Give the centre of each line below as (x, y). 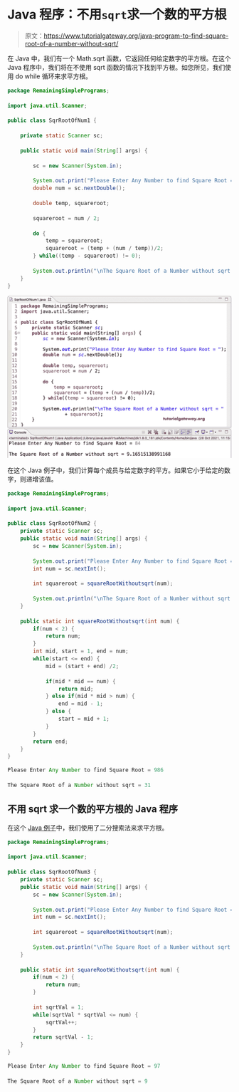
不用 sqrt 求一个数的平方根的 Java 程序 (93, 809)
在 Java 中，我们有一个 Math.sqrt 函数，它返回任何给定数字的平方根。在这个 (119, 58)
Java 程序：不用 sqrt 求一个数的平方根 (117, 15)
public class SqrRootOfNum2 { (52, 524)
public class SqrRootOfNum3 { (52, 872)
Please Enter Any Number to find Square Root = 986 (85, 770)
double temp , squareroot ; (71, 204)
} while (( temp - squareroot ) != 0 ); (87, 256)
